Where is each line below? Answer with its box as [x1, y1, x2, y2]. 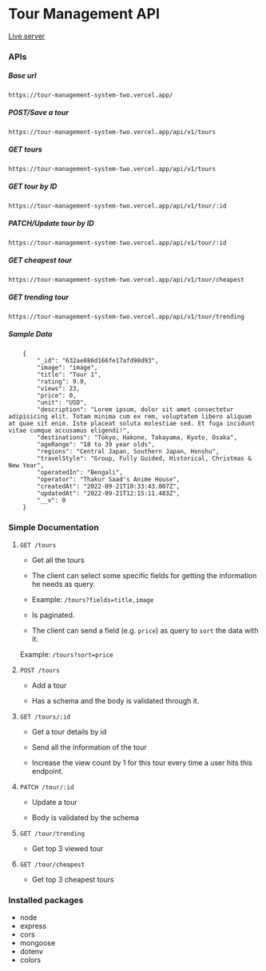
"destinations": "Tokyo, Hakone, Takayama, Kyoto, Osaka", [37, 433, 238, 442]
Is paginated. [31, 610, 75, 620]
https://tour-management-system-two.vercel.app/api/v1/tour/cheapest [8, 275, 245, 283]
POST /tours [19, 666, 60, 675]
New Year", [8, 461, 45, 470]
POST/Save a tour [8, 108, 69, 117]
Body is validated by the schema [31, 812, 140, 822]
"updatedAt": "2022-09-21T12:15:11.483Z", [37, 489, 181, 497]
